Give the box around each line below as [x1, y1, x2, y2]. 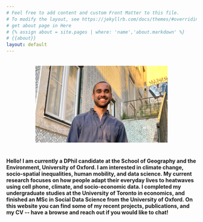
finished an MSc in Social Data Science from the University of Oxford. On [6, 195, 193, 203]
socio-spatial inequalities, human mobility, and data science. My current [6, 170, 192, 177]
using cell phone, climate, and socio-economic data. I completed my [6, 183, 181, 190]
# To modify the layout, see [6, 16, 80, 22]
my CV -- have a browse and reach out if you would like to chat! [6, 209, 169, 216]
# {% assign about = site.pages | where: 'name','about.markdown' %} [6, 29, 185, 35]
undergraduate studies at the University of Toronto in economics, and [6, 189, 185, 197]
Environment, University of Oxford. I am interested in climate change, [6, 163, 184, 171]
